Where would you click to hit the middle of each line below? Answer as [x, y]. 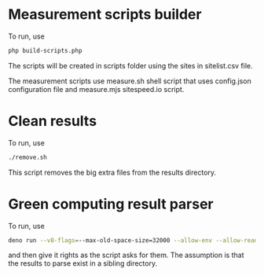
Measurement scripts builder [105, 15]
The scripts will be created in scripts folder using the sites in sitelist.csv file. [130, 65]
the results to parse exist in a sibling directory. [83, 263]
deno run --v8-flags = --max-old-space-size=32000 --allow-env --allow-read [133, 240]
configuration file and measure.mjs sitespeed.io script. [96, 89]
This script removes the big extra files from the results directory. [112, 172]
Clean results [52, 121]
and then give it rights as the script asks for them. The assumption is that [126, 255]
